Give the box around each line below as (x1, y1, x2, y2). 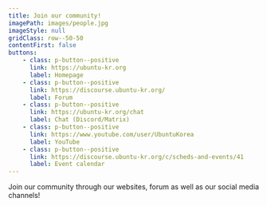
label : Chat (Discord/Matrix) (29, 116, 130, 124)
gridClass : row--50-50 (8, 34, 84, 42)
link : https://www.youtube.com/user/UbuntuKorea (29, 130, 194, 138)
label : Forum (29, 93, 73, 101)
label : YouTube (29, 137, 80, 146)
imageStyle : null (8, 26, 66, 34)
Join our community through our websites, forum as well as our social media (8, 182, 260, 192)
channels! (8, 191, 41, 200)
